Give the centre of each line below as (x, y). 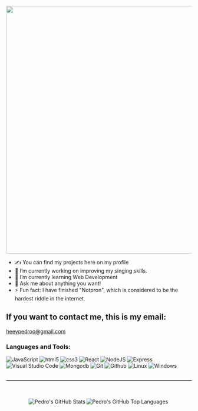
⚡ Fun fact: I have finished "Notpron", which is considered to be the (96, 290)
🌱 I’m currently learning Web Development (66, 277)
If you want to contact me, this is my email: (86, 317)
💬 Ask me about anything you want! (58, 283)
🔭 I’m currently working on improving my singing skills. (81, 271)
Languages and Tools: (38, 347)
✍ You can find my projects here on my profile (72, 262)
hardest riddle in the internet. (50, 298)
